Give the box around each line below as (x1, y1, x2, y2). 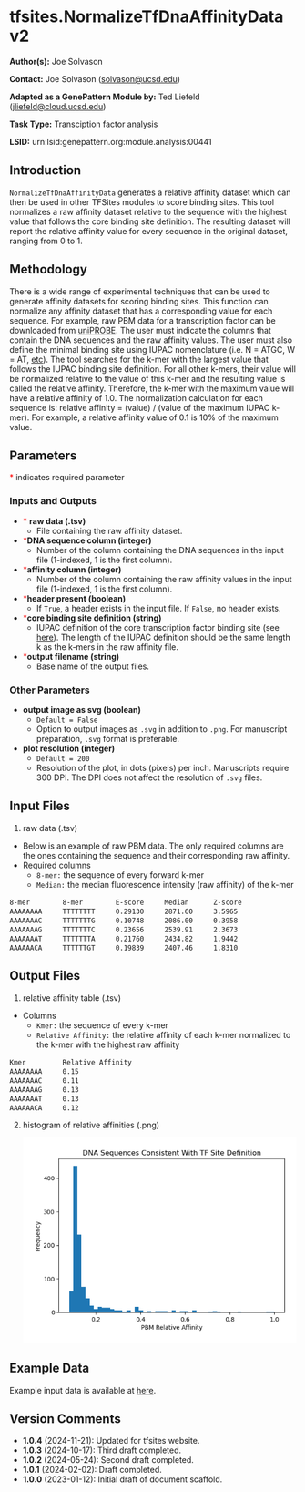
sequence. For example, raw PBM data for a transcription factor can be (9, 314, 276, 325)
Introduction (9, 162, 82, 179)
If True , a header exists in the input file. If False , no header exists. (36, 602, 281, 613)
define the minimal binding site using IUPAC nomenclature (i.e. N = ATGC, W (9, 344, 296, 355)
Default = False (36, 715, 98, 725)
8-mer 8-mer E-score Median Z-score (9, 898, 243, 907)
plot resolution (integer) (22, 743, 116, 754)
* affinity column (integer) (22, 563, 122, 575)
